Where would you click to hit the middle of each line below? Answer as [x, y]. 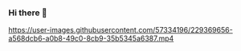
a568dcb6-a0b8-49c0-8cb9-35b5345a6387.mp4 [91, 38]
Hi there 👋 [28, 13]
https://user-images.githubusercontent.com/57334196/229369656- [120, 30]
